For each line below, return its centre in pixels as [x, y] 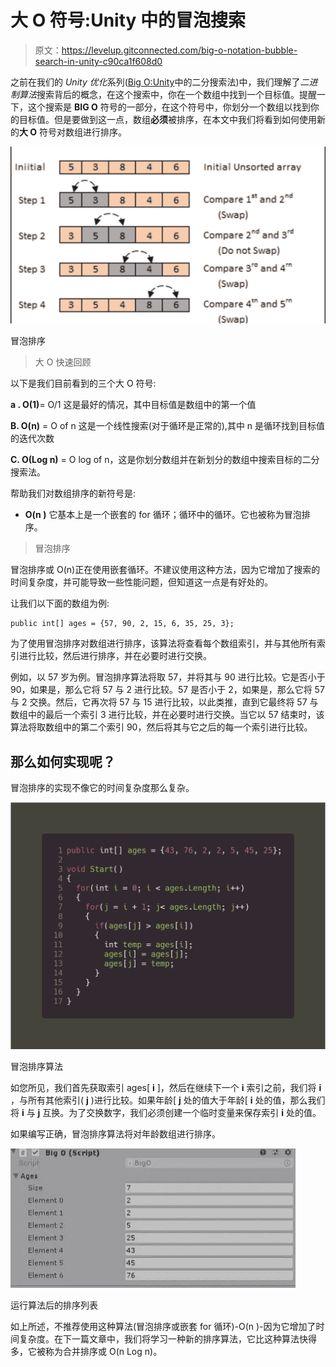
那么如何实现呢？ [63, 761]
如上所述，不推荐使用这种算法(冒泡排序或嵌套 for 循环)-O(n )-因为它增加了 [163, 1327]
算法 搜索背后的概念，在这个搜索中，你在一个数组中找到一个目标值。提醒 [167, 94]
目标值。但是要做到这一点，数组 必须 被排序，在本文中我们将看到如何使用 [167, 119]
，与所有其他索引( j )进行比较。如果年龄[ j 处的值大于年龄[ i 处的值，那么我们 [168, 1100]
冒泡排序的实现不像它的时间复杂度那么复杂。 [102, 788]
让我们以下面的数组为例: [60, 603]
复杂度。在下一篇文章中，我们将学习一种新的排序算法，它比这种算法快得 [167, 1339]
